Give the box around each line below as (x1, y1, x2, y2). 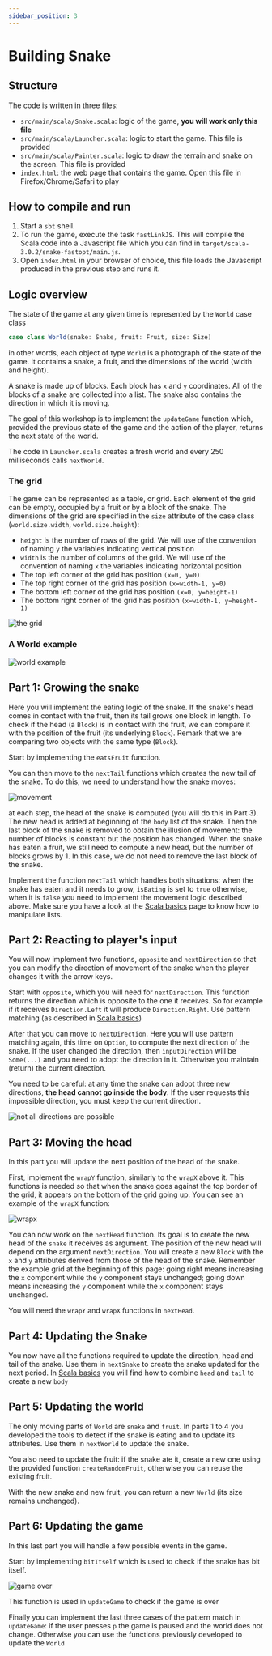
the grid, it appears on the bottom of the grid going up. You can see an (8, 1190, 244, 1199)
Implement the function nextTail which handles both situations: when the (8, 875, 253, 885)
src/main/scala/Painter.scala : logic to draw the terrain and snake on (19, 151, 253, 160)
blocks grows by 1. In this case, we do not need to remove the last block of (8, 851, 257, 861)
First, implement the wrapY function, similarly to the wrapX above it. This (8, 1173, 244, 1182)
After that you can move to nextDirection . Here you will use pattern (8, 1029, 234, 1039)
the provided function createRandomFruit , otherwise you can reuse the (8, 1462, 243, 1472)
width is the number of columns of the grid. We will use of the (19, 552, 226, 563)
